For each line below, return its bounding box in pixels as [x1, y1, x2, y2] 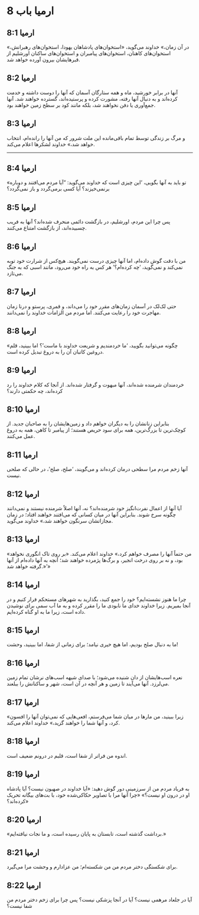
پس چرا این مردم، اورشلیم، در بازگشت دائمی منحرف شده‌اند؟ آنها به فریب [6, 218, 171, 225]
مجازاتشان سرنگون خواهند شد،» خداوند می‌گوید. [6, 517, 113, 524]
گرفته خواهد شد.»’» [6, 562, 51, 569]
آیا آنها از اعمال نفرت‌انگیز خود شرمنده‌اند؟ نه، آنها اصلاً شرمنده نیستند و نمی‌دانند [6, 504, 182, 511]
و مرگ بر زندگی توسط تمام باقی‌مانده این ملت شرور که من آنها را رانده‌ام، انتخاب [6, 134, 185, 141]
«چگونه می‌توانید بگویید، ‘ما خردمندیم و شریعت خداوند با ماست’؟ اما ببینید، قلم [6, 341, 178, 349]
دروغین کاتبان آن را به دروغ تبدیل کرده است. [6, 348, 104, 355]
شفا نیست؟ [6, 903, 32, 910]
